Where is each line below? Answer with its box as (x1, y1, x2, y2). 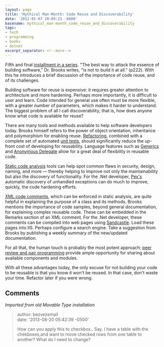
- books (5, 39, 21, 44)
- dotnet (5, 44, 23, 49)
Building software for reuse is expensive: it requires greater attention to (5, 87, 148, 93)
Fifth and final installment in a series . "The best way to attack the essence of (5, 62, 160, 68)
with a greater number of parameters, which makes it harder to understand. (5, 102, 158, 108)
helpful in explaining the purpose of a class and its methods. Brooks (5, 198, 142, 204)
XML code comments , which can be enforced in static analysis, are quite (5, 193, 152, 199)
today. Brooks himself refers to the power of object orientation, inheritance (5, 127, 156, 133)
